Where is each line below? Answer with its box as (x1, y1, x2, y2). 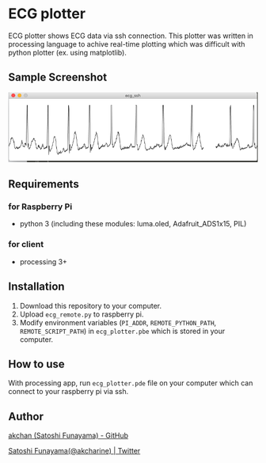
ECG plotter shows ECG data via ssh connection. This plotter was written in (8, 31, 253, 40)
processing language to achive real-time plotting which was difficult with (8, 39, 245, 48)
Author (8, 409, 44, 423)
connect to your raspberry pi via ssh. (8, 387, 129, 397)
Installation (8, 280, 65, 294)
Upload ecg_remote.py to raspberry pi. (19, 309, 144, 319)
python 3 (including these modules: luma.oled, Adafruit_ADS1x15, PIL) (19, 219, 247, 229)
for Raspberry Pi (8, 201, 73, 212)
